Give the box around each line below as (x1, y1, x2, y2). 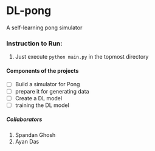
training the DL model (15, 101, 70, 109)
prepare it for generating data (15, 87, 89, 95)
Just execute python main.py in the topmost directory (15, 53, 149, 61)
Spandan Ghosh (15, 131, 56, 138)
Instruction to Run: (6, 39, 63, 48)
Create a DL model (15, 94, 63, 101)
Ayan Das (15, 138, 40, 145)
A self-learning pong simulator (6, 24, 83, 31)
